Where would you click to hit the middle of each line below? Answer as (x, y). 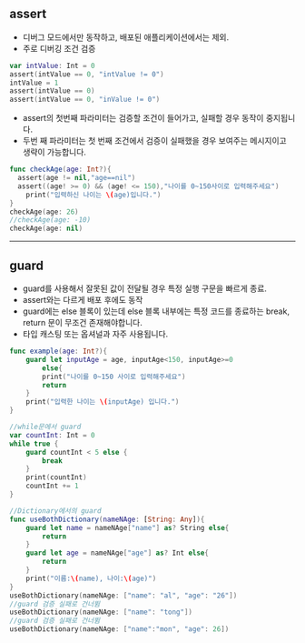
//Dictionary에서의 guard (55, 511)
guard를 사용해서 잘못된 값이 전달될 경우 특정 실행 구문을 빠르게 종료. (145, 288)
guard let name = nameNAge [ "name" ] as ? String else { (128, 527)
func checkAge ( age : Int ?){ (60, 170)
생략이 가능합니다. (54, 152)
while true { (34, 444)
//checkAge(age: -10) (50, 220)
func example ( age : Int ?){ (58, 351)
